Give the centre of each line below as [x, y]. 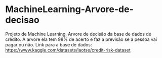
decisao [22, 20]
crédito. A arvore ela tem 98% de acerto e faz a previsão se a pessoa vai [81, 39]
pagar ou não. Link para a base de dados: [49, 44]
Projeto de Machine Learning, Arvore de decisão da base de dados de [78, 34]
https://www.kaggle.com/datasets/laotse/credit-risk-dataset [68, 50]
